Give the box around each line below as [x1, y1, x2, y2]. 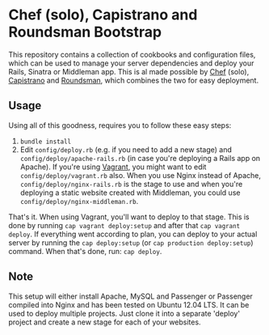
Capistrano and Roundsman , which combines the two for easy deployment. [8, 75, 259, 85]
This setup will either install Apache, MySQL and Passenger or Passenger [8, 291, 253, 301]
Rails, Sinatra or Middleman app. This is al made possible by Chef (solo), [8, 66, 250, 76]
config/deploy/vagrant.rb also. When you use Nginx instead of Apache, [19, 170, 261, 180]
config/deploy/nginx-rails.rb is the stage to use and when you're [19, 179, 243, 189]
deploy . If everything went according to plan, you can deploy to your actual [8, 229, 258, 239]
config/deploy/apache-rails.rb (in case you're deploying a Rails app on [19, 153, 261, 163]
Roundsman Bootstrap [8, 23, 162, 41]
